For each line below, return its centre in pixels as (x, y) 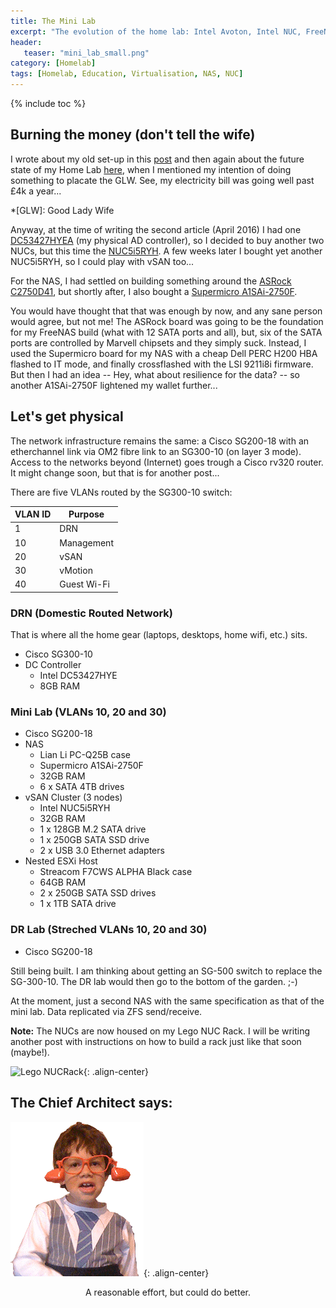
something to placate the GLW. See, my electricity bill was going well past (162, 180)
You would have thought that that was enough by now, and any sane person (166, 311)
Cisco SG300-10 (58, 654)
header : (26, 42)
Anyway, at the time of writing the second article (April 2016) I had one (156, 229)
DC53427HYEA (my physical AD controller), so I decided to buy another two (167, 240)
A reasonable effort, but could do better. (168, 1292)
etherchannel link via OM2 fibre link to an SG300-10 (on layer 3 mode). (156, 451)
